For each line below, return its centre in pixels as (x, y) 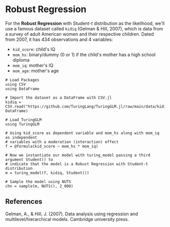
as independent (21, 138)
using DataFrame (22, 89)
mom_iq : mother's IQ (33, 65)
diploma (21, 60)
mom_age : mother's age (36, 71)
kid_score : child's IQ (34, 49)
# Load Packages (22, 80)
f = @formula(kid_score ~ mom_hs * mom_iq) (52, 146)
